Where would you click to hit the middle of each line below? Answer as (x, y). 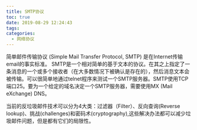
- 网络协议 (23, 39)
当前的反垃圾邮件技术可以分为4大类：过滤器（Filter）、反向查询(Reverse (93, 106)
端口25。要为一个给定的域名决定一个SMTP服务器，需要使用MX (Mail (89, 86)
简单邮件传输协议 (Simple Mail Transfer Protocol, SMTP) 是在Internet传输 (94, 56)
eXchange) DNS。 (28, 93)
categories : (21, 34)
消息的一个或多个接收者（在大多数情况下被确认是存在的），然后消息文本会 (100, 71)
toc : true (18, 17)
